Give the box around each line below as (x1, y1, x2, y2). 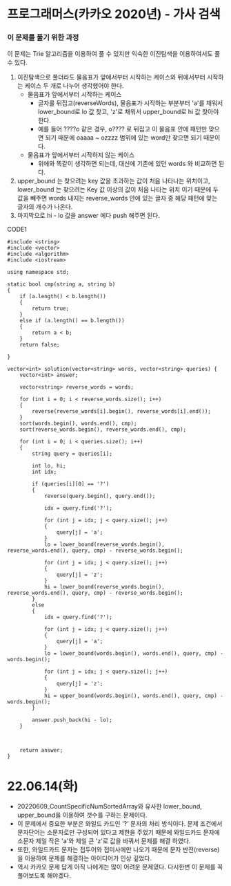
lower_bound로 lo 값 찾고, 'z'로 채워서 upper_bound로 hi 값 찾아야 (37, 108, 219, 116)
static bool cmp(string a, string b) (7, 281, 116, 288)
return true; (32, 305, 70, 312)
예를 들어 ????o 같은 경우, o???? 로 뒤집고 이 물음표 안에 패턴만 (37, 125, 208, 133)
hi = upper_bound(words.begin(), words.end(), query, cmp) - (43, 692, 224, 699)
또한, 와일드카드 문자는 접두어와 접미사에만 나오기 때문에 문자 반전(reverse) (17, 845, 220, 854)
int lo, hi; (32, 463, 67, 470)
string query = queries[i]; (32, 450, 112, 457)
